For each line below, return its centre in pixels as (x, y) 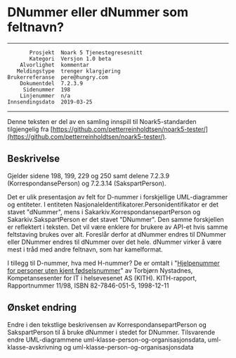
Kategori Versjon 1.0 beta (70, 58)
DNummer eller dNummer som (98, 12)
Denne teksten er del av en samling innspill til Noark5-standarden (102, 121)
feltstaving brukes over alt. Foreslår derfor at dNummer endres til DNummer (117, 234)
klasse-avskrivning (35, 347)
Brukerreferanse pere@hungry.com (58, 77)
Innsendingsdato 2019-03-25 (50, 102)
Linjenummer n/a (45, 96)
